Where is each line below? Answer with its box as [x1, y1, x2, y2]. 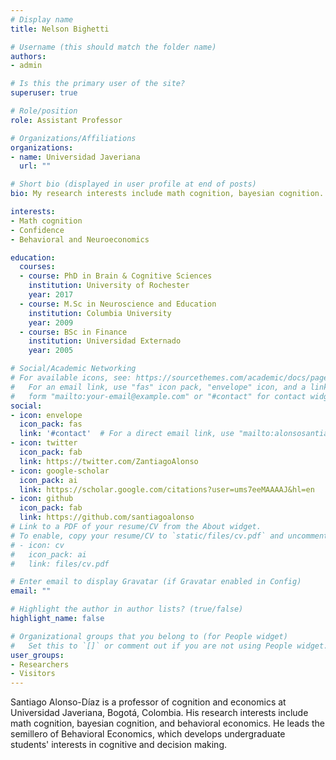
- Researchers [10, 659, 70, 670]
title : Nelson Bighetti [10, 24, 110, 34]
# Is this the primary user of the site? [10, 79, 186, 89]
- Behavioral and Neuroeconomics [10, 234, 150, 245]
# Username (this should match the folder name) [10, 42, 217, 52]
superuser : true [10, 88, 78, 98]
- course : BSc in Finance [19, 327, 128, 337]
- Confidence [10, 225, 65, 235]
